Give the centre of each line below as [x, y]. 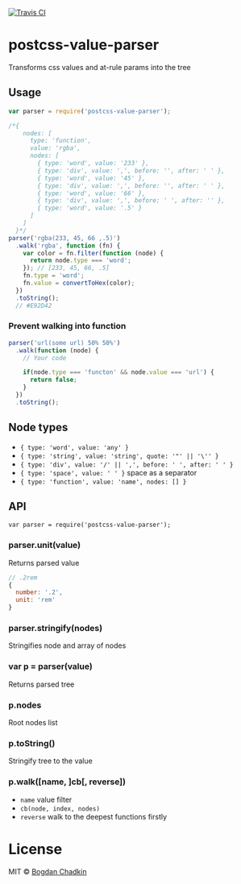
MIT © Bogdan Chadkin [48, 871]
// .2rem [23, 577]
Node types [38, 427]
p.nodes [25, 705]
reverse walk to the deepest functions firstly [93, 816]
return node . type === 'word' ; [80, 261]
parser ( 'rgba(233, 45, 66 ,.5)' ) [64, 238]
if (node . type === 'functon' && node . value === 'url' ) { [119, 372]
